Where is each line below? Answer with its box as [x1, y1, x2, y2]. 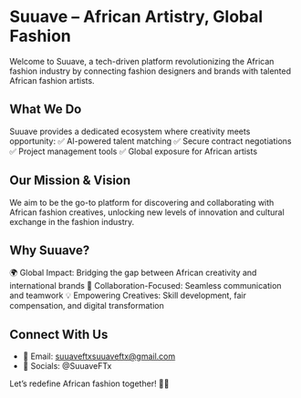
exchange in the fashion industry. [9, 216, 135, 227]
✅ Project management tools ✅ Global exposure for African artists [9, 146, 258, 157]
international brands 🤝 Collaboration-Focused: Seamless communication [9, 281, 282, 291]
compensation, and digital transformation [9, 301, 164, 311]
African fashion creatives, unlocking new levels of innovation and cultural [9, 207, 285, 218]
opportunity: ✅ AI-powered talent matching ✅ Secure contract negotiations [9, 135, 292, 147]
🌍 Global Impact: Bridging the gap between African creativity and [9, 267, 257, 279]
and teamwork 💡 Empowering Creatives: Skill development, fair [9, 290, 246, 301]
